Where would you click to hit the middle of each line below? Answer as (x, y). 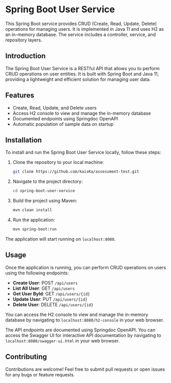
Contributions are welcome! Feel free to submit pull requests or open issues (85, 369)
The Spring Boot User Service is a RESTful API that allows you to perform (83, 68)
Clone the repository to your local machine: (58, 162)
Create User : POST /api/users (45, 283)
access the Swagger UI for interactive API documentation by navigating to (83, 335)
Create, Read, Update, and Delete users (55, 108)
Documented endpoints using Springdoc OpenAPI (65, 118)
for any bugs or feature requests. (40, 374)
